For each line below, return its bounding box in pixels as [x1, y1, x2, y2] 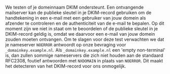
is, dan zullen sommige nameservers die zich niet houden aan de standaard [5, 52, 163, 58]
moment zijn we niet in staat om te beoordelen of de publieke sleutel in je [5, 26, 158, 32]
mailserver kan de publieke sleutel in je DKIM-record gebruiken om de [5, 10, 152, 16]
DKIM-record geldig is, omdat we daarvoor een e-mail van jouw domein [5, 31, 155, 37]
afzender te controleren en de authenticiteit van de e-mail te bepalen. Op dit [5, 20, 164, 26]
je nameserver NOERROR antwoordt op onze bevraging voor [5, 42, 126, 47]
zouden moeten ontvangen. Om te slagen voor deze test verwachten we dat [5, 36, 164, 42]
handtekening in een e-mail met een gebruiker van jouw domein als [5, 15, 146, 21]
